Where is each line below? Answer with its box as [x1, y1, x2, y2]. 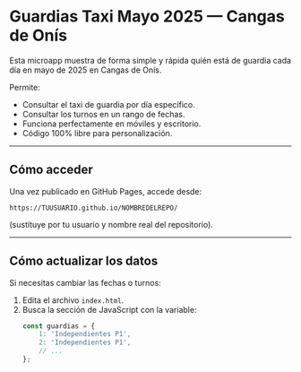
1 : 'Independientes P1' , [39, 330, 132, 339]
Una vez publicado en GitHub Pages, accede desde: [9, 186, 202, 196]
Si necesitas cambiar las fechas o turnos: [9, 277, 161, 288]
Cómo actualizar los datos [9, 254, 159, 269]
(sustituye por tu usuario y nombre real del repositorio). [9, 219, 213, 229]
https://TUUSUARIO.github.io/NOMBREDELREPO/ [9, 203, 178, 212]
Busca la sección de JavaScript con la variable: [21, 304, 197, 315]
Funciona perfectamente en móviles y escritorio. [21, 118, 202, 129]
